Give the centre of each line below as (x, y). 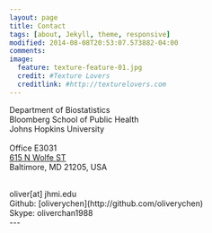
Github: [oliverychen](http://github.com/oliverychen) (106, 203)
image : (22, 59)
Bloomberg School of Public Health (74, 119)
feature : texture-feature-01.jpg (80, 68)
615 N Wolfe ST (38, 157)
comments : (28, 51)
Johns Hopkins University (57, 129)
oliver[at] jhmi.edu (43, 194)
